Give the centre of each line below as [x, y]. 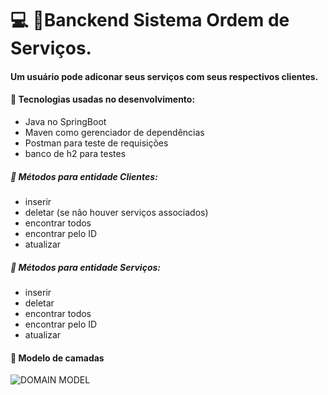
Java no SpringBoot [65, 121]
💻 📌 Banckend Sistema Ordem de [150, 20]
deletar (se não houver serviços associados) [116, 212]
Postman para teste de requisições [96, 143]
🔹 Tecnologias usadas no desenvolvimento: [103, 99]
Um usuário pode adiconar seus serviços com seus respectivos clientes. [164, 76]
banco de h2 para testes [75, 153]
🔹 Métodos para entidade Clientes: [84, 176]
